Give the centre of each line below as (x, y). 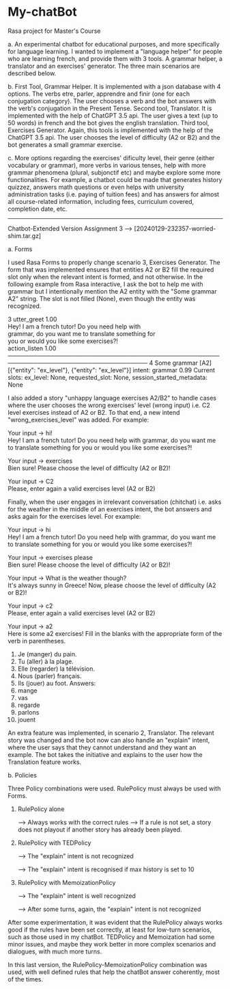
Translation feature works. (44, 762)
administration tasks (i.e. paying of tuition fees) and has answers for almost (114, 194)
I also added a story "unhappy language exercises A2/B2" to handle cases (112, 398)
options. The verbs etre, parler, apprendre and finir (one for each (99, 94)
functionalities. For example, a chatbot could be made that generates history (115, 179)
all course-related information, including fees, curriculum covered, (101, 201)
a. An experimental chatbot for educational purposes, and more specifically (114, 44)
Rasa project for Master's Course (54, 31)
